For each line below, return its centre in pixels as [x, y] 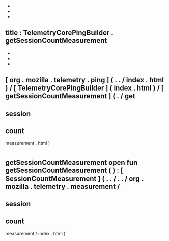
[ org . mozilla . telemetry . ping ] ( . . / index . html [85, 80]
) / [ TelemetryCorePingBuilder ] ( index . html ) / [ [84, 88]
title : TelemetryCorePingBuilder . [59, 33]
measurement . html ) [28, 143]
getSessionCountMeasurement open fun [72, 162]
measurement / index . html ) [35, 233]
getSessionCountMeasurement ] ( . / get [71, 96]
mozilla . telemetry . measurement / [63, 187]
